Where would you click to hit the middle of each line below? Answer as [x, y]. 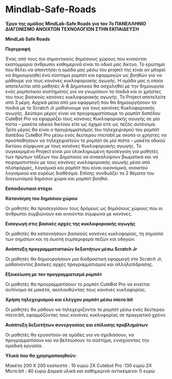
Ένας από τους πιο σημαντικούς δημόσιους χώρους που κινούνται [76, 59]
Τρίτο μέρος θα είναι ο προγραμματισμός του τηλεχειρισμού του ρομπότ [82, 130]
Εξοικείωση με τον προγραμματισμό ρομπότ [54, 274]
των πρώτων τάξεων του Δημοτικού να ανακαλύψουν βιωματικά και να [82, 157]
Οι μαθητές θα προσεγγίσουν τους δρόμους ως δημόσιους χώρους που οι [84, 208]
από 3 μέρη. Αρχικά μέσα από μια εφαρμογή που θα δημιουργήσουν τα [81, 102]
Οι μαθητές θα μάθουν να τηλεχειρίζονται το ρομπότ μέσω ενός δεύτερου [85, 309]
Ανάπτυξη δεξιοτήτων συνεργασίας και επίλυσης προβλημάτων [77, 325]
